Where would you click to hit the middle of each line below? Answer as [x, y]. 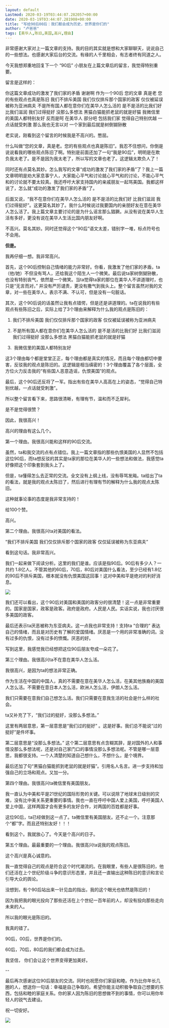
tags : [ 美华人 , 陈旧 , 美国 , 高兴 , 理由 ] [39, 33]
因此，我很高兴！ [23, 420]
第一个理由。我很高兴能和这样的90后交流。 [50, 441]
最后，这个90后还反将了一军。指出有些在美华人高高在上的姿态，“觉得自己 [82, 382]
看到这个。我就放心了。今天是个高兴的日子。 [52, 834]
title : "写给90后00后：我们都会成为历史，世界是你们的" [57, 24]
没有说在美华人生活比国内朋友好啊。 [69, 218]
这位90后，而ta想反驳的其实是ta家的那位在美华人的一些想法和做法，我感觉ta [84, 459]
